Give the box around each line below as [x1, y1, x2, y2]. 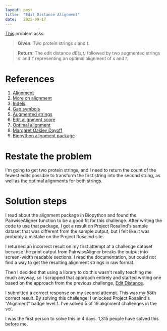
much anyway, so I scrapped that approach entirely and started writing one [5, 274, 161, 281]
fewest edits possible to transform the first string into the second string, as [5, 173, 160, 179]
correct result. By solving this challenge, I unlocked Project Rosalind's [5, 295, 150, 301]
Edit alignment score [12, 117, 55, 123]
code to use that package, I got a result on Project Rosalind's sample [5, 223, 148, 229]
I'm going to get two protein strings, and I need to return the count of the [5, 167, 156, 173]
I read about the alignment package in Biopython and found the [5, 212, 137, 218]
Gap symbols [12, 106, 40, 112]
